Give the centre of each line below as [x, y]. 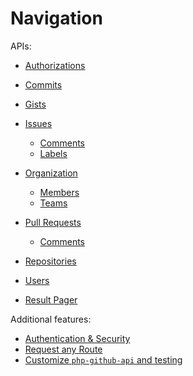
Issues [38, 123]
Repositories [50, 261]
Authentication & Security [77, 338]
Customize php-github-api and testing [103, 359]
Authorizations [55, 65]
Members [59, 192]
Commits [43, 84]
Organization [51, 173]
